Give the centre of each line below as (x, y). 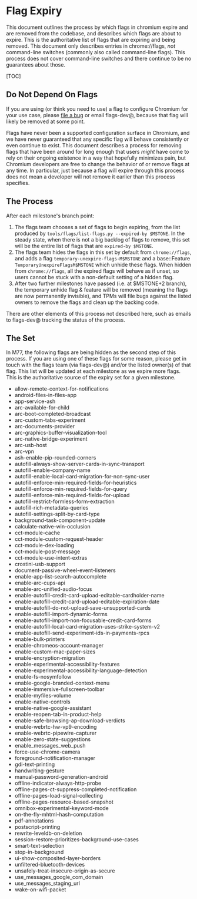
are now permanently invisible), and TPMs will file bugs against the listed (103, 296)
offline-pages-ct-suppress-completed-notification (76, 789)
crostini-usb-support (40, 564)
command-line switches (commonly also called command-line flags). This (96, 52)
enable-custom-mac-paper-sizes (55, 652)
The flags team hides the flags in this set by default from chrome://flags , (103, 252)
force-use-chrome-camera (47, 752)
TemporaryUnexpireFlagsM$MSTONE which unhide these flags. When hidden (103, 265)
